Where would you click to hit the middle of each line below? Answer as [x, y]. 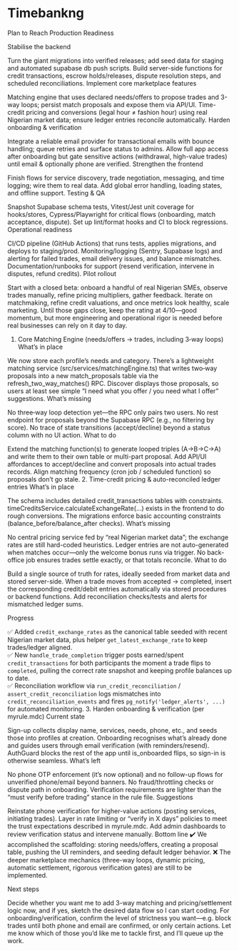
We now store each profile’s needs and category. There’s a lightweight [111, 360]
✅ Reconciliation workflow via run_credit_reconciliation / [94, 686]
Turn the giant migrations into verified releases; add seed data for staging [116, 60]
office [16, 560]
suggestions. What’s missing [49, 398]
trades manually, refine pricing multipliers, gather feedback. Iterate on [110, 295]
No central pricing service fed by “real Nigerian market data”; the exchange [118, 537]
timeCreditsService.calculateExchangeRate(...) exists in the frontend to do [116, 508]
